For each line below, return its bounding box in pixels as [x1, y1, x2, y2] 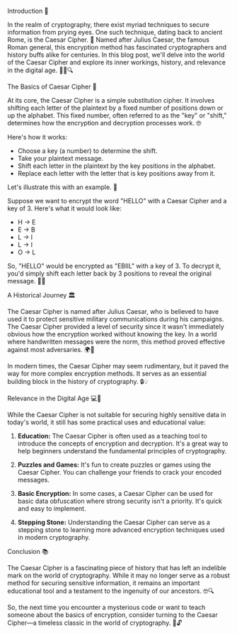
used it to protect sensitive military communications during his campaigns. [7, 315, 224, 323]
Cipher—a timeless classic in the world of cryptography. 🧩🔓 [7, 618, 183, 627]
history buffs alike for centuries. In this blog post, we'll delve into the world [7, 50, 225, 59]
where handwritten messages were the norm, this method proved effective [7, 337, 225, 346]
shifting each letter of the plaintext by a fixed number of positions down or [7, 103, 224, 112]
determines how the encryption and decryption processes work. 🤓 [7, 119, 202, 127]
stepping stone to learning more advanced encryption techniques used [17, 526, 225, 534]
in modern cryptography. [17, 533, 91, 541]
